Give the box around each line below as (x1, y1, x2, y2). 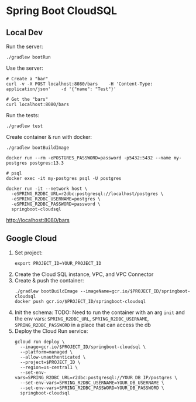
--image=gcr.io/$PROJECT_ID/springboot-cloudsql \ (20, 344, 146, 350)
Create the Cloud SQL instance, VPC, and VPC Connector (14, 271, 154, 278)
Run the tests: (6, 112, 40, 118)
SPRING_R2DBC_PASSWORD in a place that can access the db (14, 321, 151, 328)
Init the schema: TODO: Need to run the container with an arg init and (14, 309, 185, 316)
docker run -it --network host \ (6, 186, 88, 192)
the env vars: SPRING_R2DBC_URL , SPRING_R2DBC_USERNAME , (14, 315, 149, 322)
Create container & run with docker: (6, 134, 92, 140)
